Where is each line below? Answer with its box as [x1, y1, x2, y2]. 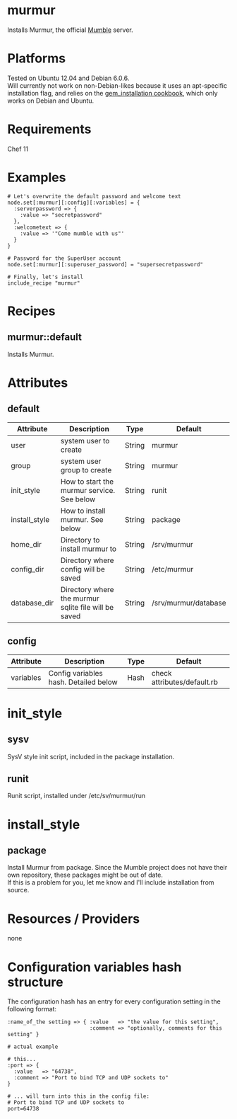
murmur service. [60, 485, 116, 495]
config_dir [11, 564, 44, 574]
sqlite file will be [60, 602, 114, 612]
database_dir [11, 598, 54, 608]
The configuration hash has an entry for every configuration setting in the [7, 997, 221, 1006]
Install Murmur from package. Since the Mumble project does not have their [7, 863, 228, 872]
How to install [60, 506, 106, 516]
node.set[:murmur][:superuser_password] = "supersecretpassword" [7, 261, 203, 268]
